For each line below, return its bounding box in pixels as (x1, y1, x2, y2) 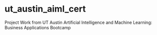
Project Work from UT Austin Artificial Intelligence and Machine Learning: (4, 19, 153, 25)
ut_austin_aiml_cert (4, 3, 86, 15)
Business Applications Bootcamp (4, 24, 71, 30)
